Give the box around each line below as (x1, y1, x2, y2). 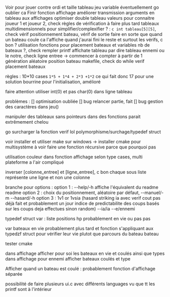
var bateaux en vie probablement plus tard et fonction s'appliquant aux (5, 226, 154, 231)
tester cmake (5, 241, 33, 246)
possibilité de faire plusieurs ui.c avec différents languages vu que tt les (5, 281, 155, 287)
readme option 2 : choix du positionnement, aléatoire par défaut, (5, 190, 140, 196)
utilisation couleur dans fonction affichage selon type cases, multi (5, 154, 143, 160)
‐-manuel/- (141, 190, 164, 196)
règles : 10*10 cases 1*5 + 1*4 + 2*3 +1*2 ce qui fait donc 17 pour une (5, 73, 154, 79)
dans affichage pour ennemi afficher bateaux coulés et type (5, 256, 131, 262)
